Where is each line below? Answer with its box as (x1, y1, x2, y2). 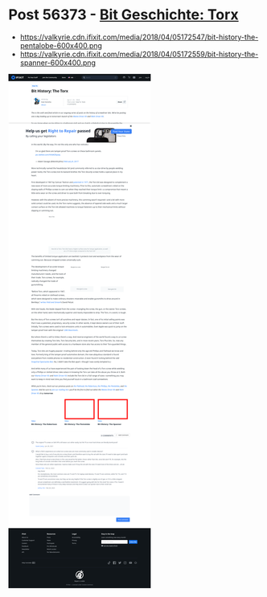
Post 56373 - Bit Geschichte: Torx (8, 6, 239, 24)
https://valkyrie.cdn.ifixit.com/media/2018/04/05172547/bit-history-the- (19, 32, 259, 42)
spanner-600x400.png (19, 58, 97, 67)
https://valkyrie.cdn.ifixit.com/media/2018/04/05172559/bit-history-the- (19, 49, 259, 59)
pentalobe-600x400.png (19, 40, 103, 50)
